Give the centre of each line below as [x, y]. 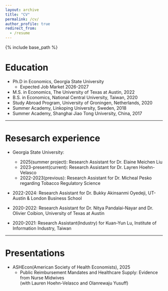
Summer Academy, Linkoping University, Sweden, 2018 [69, 108]
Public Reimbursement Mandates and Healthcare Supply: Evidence [89, 272]
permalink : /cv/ [22, 19]
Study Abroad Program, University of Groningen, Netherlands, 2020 [82, 103]
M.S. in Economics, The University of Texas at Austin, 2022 [73, 92]
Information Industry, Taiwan [42, 228]
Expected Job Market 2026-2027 [54, 87]
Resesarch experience [53, 138]
